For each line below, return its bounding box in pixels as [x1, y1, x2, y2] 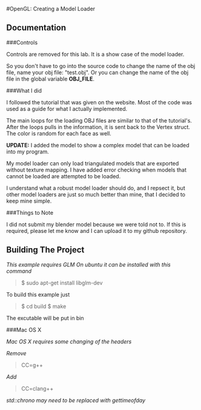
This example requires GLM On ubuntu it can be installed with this [6, 261, 171, 268]
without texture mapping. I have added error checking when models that [6, 166, 186, 173]
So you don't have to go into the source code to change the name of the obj [6, 62, 196, 69]
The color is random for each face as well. [6, 130, 112, 137]
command [6, 267, 32, 275]
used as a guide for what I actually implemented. [6, 105, 128, 112]
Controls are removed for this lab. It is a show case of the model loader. [6, 50, 185, 58]
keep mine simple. [6, 197, 52, 204]
